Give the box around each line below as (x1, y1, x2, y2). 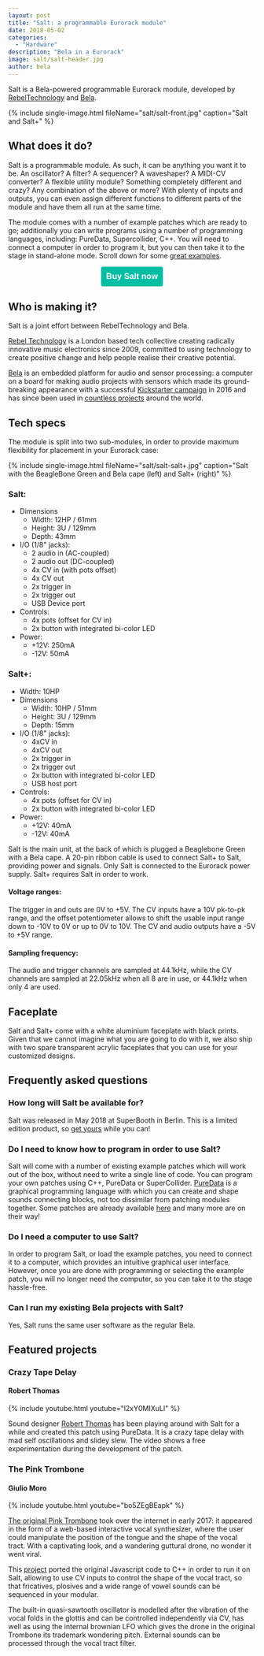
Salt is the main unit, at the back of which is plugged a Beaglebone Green (8, 844, 246, 853)
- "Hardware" (15, 41, 58, 49)
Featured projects (8, 1342, 97, 1356)
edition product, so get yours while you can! (8, 1123, 151, 1133)
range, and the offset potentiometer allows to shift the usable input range (8, 913, 245, 923)
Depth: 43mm (31, 532, 76, 541)
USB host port (31, 778, 77, 788)
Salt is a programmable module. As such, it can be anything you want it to (8, 160, 247, 169)
